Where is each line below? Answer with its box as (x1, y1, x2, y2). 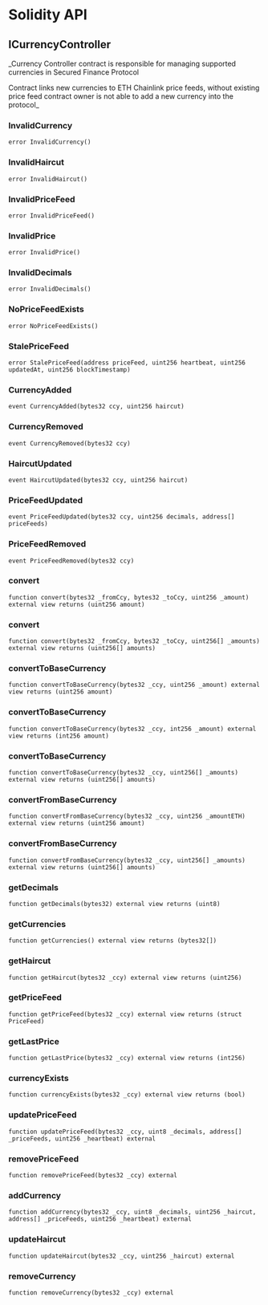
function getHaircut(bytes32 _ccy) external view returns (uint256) (8, 974, 242, 982)
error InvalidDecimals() (8, 285, 91, 294)
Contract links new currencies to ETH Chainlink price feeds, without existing (8, 83, 260, 92)
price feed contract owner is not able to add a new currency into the (8, 91, 234, 101)
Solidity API (8, 6, 88, 24)
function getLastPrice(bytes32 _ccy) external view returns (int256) (8, 1054, 246, 1063)
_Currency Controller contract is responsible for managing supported (8, 59, 237, 68)
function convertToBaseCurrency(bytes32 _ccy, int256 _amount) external (8, 725, 257, 733)
